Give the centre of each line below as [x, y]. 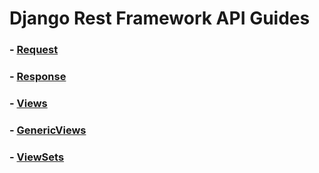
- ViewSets [37, 157]
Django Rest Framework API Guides [160, 18]
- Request [34, 50]
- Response [38, 77]
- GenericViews [48, 130]
